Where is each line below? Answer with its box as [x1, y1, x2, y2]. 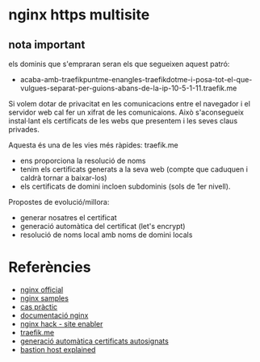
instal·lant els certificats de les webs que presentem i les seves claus [8, 116, 238, 126]
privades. [8, 125, 40, 134]
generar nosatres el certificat [19, 213, 117, 223]
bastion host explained [19, 344, 96, 354]
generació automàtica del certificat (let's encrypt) [19, 222, 186, 231]
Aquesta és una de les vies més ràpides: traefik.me [8, 140, 179, 150]
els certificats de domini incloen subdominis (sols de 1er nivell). [19, 181, 231, 191]
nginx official [19, 285, 64, 294]
